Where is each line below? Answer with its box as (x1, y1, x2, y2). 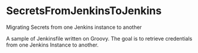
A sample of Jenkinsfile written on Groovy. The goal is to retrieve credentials (6, 35, 193, 42)
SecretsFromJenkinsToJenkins (6, 4, 162, 18)
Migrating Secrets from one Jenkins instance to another (6, 24, 142, 31)
